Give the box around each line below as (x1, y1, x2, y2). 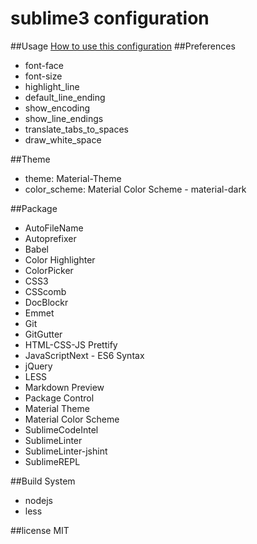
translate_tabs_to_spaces (24, 123, 130, 135)
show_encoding (24, 102, 91, 114)
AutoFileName (24, 222, 84, 234)
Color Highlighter (24, 253, 96, 266)
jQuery (24, 360, 53, 372)
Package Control (24, 392, 95, 404)
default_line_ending (24, 91, 106, 103)
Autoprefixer (24, 232, 77, 244)
